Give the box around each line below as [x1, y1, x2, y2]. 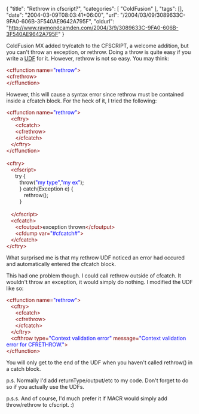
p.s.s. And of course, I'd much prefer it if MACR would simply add [6, 395, 167, 402]
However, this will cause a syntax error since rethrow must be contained [6, 91, 184, 98]
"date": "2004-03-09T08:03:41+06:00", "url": [6, 11, 120, 19]
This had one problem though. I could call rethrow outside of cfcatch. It [6, 272, 181, 279]
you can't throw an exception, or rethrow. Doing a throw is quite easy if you [6, 49, 191, 56]
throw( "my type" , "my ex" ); [19, 179, 84, 186]
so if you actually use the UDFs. [6, 383, 85, 390]
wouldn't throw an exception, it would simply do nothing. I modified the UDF [6, 279, 193, 285]
